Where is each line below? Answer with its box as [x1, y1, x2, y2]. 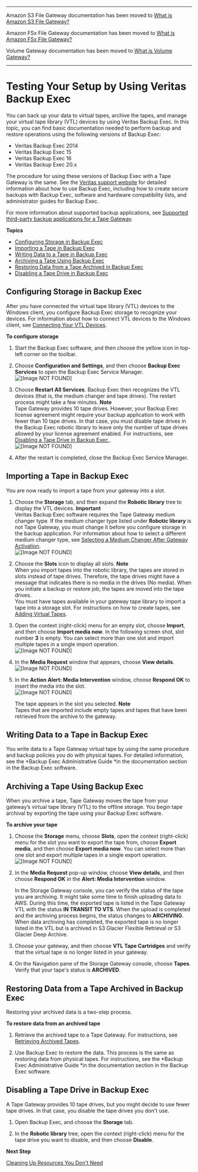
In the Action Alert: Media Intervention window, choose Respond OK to [14, 676, 190, 683]
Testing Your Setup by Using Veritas [6, 80, 187, 93]
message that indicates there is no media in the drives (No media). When [14, 579, 192, 586]
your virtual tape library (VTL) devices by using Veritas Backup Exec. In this [6, 118, 189, 125]
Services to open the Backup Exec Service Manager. [14, 368, 143, 375]
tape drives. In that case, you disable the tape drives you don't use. [6, 1107, 170, 1114]
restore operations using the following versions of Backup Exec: [6, 131, 161, 138]
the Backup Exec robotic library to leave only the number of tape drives [14, 423, 188, 430]
